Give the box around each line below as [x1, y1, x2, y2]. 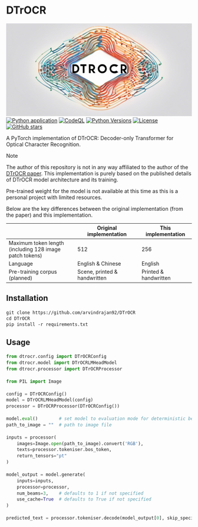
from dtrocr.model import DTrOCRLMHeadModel [6, 360, 117, 366]
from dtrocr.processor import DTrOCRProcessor [6, 366, 123, 372]
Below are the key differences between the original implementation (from [6, 205, 184, 212]
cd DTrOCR [6, 316, 31, 321]
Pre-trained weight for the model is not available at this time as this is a [6, 187, 179, 194]
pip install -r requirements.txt [6, 321, 88, 327]
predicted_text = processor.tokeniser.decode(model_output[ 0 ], [6, 515, 165, 521]
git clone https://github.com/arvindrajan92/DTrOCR [6, 310, 136, 316]
